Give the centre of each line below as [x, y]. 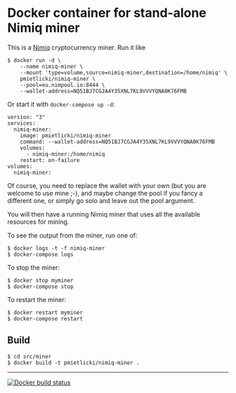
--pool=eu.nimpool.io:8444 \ [63, 85]
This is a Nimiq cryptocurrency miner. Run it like [77, 47]
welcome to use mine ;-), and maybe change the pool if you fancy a [105, 193]
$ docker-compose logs [40, 254]
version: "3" [26, 117]
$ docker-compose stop [40, 287]
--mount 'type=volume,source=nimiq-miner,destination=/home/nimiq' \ [124, 73]
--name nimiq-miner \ [51, 66]
